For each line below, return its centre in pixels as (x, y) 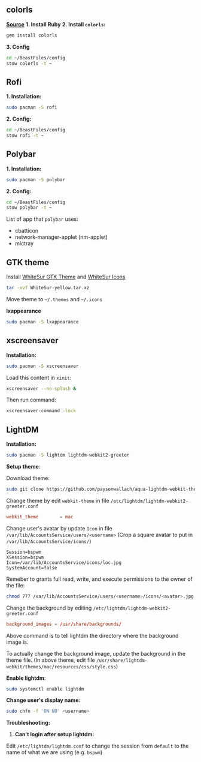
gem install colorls (32, 35)
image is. (17, 642)
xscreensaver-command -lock (41, 411)
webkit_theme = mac (40, 517)
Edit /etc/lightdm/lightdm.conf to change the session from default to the (98, 746)
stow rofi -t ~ (25, 136)
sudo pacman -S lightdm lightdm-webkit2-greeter (68, 455)
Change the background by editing (49, 608)
